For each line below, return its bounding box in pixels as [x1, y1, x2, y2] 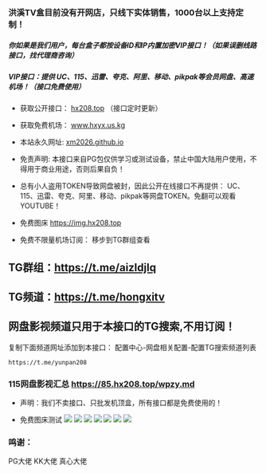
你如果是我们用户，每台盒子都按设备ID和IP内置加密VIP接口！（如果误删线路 [8, 40, 257, 49]
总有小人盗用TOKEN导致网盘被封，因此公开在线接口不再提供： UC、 [19, 181, 245, 191]
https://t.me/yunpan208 [8, 358, 88, 366]
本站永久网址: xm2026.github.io [19, 137, 124, 147]
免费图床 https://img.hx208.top [19, 218, 122, 228]
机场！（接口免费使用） [8, 81, 85, 91]
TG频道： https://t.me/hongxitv [8, 290, 166, 304]
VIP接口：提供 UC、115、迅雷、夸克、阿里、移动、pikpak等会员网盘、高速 [8, 72, 254, 81]
